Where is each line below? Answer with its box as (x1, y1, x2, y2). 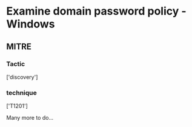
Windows (6, 17, 55, 31)
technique (6, 88, 38, 97)
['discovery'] (6, 73, 38, 80)
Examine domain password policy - (6, 4, 187, 18)
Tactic (6, 60, 25, 68)
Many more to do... (6, 114, 54, 122)
